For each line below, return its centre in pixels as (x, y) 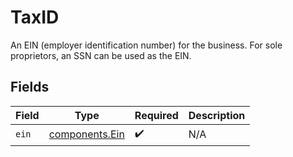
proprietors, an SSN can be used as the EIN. (101, 55)
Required (156, 115)
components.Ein (86, 134)
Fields (30, 87)
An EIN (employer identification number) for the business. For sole (146, 45)
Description (217, 115)
